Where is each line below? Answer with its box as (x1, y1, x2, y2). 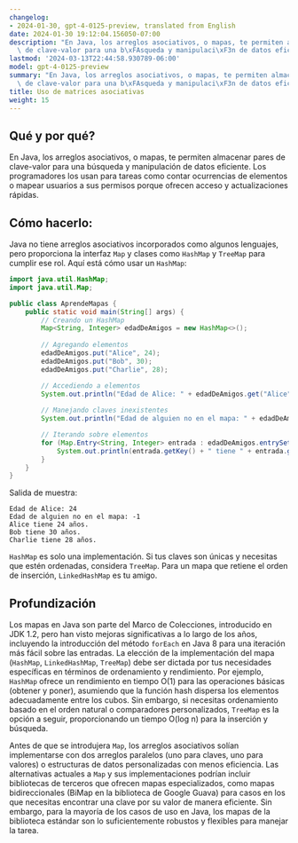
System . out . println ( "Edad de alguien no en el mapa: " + (41, 414, 255, 423)
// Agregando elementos (41, 341, 129, 350)
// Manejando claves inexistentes (41, 406, 169, 415)
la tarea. (9, 825, 39, 836)
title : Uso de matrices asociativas (9, 87, 145, 96)
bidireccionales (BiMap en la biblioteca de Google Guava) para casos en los (9, 787, 286, 799)
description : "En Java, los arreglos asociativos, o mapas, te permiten (9, 37, 284, 47)
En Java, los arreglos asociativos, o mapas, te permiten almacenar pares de (9, 152, 286, 162)
